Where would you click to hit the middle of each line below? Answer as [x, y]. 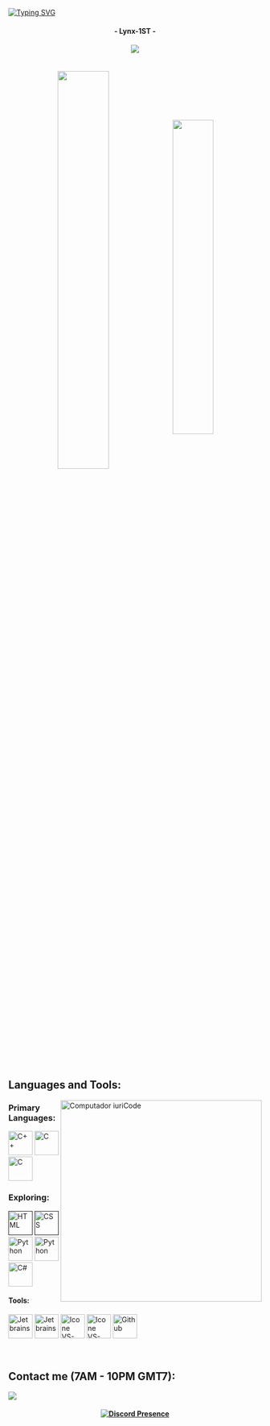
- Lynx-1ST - [135, 31]
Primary [24, 1108]
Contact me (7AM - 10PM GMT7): [92, 1376]
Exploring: [29, 1198]
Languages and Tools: [65, 1085]
